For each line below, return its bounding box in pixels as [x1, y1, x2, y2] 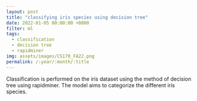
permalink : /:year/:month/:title [6, 59, 90, 65]
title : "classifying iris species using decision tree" [6, 14, 148, 20]
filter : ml [6, 25, 33, 32]
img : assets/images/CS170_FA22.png [6, 53, 95, 59]
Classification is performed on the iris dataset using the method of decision [6, 75, 192, 82]
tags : [6, 31, 20, 37]
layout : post [6, 8, 39, 15]
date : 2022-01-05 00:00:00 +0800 [6, 20, 90, 26]
